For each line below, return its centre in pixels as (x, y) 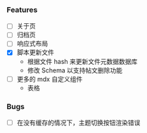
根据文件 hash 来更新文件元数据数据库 (82, 61)
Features (22, 10)
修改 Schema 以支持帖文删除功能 (75, 70)
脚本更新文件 (35, 52)
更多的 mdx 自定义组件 (50, 79)
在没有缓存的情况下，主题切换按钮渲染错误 (78, 122)
